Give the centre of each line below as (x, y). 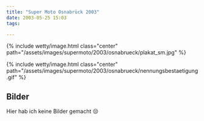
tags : (13, 23)
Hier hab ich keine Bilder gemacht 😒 (53, 111)
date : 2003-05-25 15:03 (37, 18)
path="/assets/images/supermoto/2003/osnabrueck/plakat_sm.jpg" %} (96, 53)
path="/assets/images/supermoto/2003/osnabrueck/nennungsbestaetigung (102, 71)
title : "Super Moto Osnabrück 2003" (53, 12)
